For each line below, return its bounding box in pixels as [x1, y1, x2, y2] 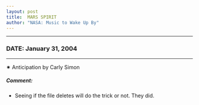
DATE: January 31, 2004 [6, 45, 78, 53]
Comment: [6, 77, 33, 84]
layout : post [6, 8, 38, 15]
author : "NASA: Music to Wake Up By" [6, 19, 99, 25]
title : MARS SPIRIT [6, 14, 57, 20]
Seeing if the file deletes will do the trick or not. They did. [14, 92, 155, 99]
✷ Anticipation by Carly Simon [6, 63, 80, 71]
